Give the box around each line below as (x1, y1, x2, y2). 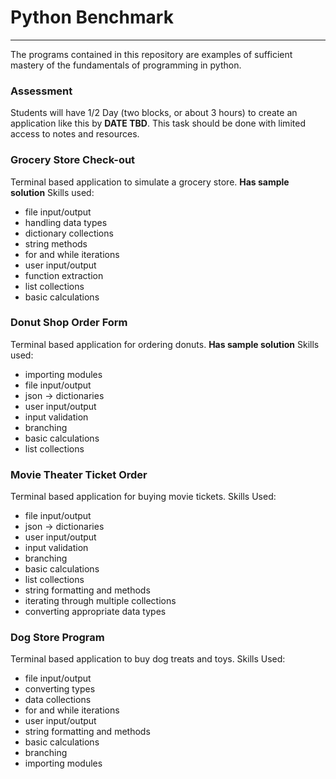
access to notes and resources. (10, 128, 140, 140)
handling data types (24, 216, 108, 228)
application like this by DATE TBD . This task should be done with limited (10, 117, 306, 130)
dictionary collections (24, 227, 114, 239)
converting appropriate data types (24, 606, 167, 618)
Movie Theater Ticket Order (10, 467, 148, 481)
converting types (24, 683, 96, 695)
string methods (24, 237, 88, 250)
